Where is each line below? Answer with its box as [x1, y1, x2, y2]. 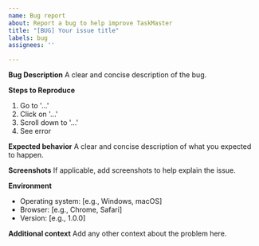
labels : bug [8, 33, 48, 42]
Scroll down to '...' [19, 118, 79, 127]
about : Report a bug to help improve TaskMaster [8, 19, 173, 27]
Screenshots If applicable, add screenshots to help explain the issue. [8, 166, 237, 175]
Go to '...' [19, 101, 49, 111]
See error [19, 127, 52, 136]
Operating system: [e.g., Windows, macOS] [19, 197, 163, 206]
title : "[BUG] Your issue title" [8, 26, 120, 34]
